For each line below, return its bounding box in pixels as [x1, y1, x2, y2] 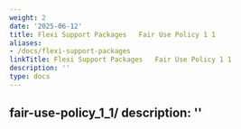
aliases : [9, 38, 42, 48]
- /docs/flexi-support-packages [9, 47, 131, 56]
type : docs [9, 72, 51, 81]
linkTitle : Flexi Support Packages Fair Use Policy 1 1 [9, 55, 232, 64]
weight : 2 [9, 13, 47, 23]
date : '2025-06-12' [9, 22, 83, 31]
